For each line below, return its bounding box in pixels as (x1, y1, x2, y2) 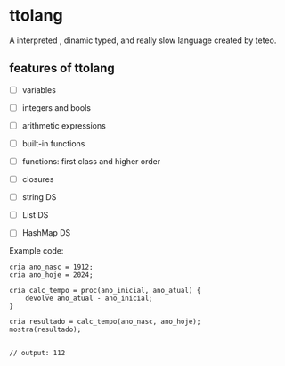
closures (21, 174, 54, 185)
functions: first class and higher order (21, 156, 161, 166)
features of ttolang (9, 61, 116, 76)
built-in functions (21, 137, 85, 148)
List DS (21, 210, 49, 220)
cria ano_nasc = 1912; (9, 262, 94, 272)
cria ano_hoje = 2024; (9, 270, 94, 279)
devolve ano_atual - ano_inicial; (25, 294, 153, 304)
